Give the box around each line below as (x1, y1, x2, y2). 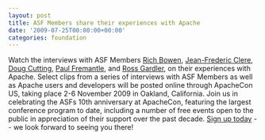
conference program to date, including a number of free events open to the (8, 106, 254, 115)
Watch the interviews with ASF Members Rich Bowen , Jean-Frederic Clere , (8, 55, 254, 65)
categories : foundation (8, 33, 87, 42)
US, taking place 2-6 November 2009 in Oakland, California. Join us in (8, 89, 238, 99)
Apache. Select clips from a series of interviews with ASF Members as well (8, 72, 253, 81)
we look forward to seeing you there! (13, 123, 134, 132)
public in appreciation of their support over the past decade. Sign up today (8, 114, 252, 123)
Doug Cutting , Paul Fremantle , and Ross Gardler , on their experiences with (8, 64, 252, 74)
